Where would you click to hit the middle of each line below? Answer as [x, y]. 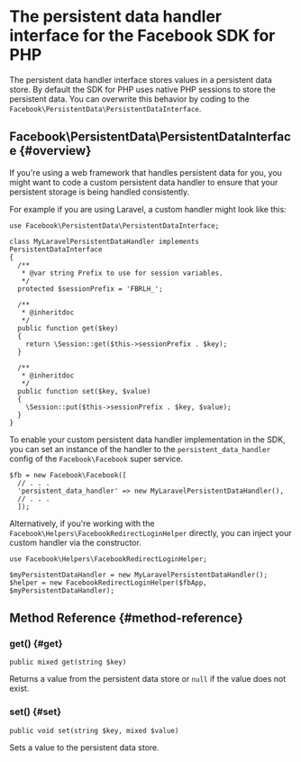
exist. [19, 689]
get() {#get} [36, 644]
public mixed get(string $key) [68, 662]
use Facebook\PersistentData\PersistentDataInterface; [114, 226]
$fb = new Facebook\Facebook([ [68, 475]
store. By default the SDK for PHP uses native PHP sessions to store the [143, 89]
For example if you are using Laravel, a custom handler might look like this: [148, 209]
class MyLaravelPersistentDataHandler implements [105, 241]
